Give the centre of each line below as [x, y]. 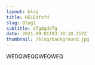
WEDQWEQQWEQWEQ [35, 56]
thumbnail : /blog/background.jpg [48, 39]
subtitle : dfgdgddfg [32, 28]
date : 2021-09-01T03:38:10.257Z [46, 34]
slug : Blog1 [21, 23]
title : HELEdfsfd [28, 17]
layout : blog [22, 12]
